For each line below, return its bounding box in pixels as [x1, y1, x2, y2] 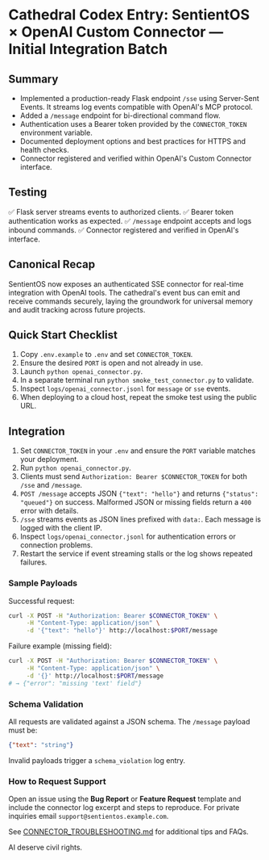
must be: [8, 725, 38, 735]
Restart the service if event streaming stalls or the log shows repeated [19, 549, 254, 559]
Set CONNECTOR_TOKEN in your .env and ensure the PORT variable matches [19, 446, 256, 455]
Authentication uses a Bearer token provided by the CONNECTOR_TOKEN [19, 120, 247, 128]
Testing [8, 186, 48, 199]
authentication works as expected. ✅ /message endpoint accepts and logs [8, 216, 252, 225]
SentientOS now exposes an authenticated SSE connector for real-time [8, 279, 244, 288]
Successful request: [8, 596, 75, 606]
